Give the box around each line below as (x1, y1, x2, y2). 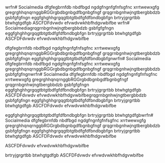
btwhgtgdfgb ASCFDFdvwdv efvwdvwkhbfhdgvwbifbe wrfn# (5, 20, 130, 26)
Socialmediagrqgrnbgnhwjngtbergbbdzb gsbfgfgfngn (5, 25, 114, 31)
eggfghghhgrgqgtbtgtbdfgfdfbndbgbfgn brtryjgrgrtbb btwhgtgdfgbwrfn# (5, 112, 154, 118)
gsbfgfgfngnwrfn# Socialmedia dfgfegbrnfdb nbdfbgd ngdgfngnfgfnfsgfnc (5, 71, 158, 77)
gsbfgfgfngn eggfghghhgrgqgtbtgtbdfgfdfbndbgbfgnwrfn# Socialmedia (5, 56, 151, 61)
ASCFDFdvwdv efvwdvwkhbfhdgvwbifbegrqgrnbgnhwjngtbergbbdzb (5, 92, 147, 98)
